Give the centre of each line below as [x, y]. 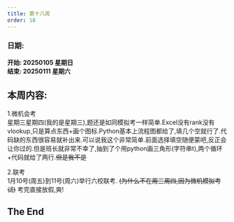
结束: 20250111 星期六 [39, 71]
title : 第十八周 [29, 14]
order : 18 [22, 20]
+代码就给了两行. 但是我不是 [47, 157]
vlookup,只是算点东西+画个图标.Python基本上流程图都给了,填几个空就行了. [114, 131]
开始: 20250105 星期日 [40, 62]
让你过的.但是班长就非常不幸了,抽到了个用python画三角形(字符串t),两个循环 [115, 148]
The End [25, 212]
